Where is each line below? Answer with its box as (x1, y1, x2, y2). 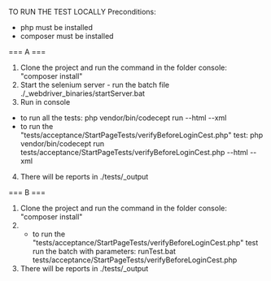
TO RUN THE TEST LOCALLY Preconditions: (8, 7, 156, 16)
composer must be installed (20, 32, 114, 41)
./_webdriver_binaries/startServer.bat (20, 89, 145, 98)
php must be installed (20, 23, 94, 32)
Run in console (20, 97, 71, 106)
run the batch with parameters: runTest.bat (32, 247, 177, 256)
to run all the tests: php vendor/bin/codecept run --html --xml (20, 113, 227, 123)
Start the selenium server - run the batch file (20, 80, 169, 89)
